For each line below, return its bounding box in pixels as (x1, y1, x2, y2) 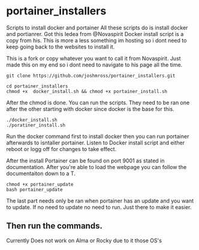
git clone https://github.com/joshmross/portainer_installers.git (6, 73, 176, 79)
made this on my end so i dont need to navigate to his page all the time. (6, 61, 183, 68)
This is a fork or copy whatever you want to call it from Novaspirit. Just (6, 55, 181, 62)
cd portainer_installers (6, 83, 68, 89)
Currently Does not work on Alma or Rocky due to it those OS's (6, 237, 162, 244)
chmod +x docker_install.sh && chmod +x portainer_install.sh (6, 88, 168, 94)
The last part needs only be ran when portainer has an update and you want (6, 197, 194, 204)
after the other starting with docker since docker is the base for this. (6, 105, 175, 112)
